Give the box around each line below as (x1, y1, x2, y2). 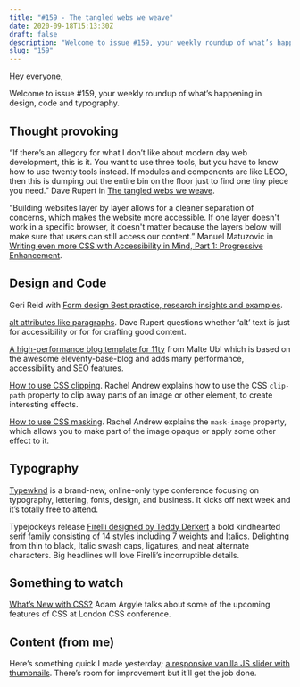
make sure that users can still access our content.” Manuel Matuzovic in (9, 230, 274, 241)
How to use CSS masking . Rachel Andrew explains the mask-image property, (9, 416, 287, 427)
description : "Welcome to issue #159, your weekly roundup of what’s (9, 38, 274, 47)
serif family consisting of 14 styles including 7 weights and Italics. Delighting (9, 531, 290, 541)
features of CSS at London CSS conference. (9, 608, 171, 619)
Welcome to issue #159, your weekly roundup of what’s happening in (9, 88, 262, 99)
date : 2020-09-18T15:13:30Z (9, 21, 114, 30)
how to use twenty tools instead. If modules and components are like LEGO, (9, 166, 287, 177)
